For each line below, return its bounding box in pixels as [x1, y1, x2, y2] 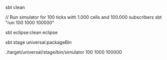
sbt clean [5, 5, 25, 10]
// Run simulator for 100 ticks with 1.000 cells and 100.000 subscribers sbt [5, 14, 162, 20]
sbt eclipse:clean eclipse [5, 29, 58, 35]
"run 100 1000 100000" [5, 20, 55, 25]
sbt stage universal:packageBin [5, 39, 72, 45]
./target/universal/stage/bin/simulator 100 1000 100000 [5, 49, 122, 55]
